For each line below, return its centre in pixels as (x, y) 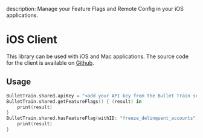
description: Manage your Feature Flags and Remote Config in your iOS (95, 9)
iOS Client (32, 40)
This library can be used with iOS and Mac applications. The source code (98, 56)
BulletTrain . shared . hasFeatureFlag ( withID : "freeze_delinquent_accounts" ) (102, 118)
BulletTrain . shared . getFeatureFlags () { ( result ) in (74, 101)
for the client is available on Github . (50, 62)
